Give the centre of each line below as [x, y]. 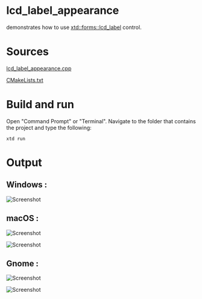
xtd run [16, 139]
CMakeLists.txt [25, 80]
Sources [28, 52]
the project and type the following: [49, 127]
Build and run [40, 105]
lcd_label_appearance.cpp [39, 68]
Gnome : [23, 264]
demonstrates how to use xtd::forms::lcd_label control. [74, 27]
